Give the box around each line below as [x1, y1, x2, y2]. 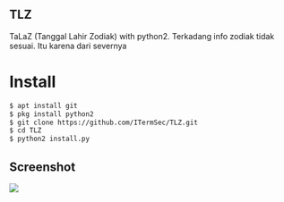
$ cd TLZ [9, 126, 42, 135]
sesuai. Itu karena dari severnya [9, 40, 127, 51]
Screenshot [9, 159, 76, 174]
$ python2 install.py [9, 134, 90, 144]
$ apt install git [9, 101, 78, 110]
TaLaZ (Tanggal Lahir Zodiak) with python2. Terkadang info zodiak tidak [9, 30, 275, 41]
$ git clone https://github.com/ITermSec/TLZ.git [9, 118, 199, 127]
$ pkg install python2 [9, 109, 94, 119]
